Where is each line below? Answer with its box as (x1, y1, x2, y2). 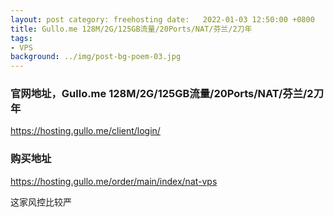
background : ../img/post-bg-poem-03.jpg (10, 52, 182, 62)
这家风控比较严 (10, 196, 72, 208)
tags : (10, 33, 33, 43)
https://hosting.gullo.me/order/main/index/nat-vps (10, 175, 218, 187)
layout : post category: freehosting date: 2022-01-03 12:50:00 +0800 (10, 14, 315, 25)
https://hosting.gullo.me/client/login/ (10, 125, 161, 137)
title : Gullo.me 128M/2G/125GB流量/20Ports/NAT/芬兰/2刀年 (10, 24, 253, 34)
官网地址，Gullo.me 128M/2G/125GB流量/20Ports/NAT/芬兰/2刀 (10, 87, 325, 101)
